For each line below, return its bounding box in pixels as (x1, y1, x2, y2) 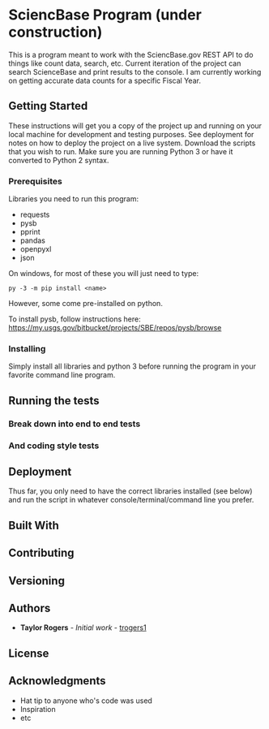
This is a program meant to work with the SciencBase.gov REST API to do (8, 50, 254, 59)
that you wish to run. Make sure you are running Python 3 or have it (8, 146, 233, 156)
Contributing (8, 546, 75, 560)
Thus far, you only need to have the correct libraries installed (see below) (8, 486, 253, 496)
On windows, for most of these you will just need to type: (8, 269, 199, 278)
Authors (8, 601, 51, 615)
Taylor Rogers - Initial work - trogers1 (19, 623, 147, 632)
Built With (8, 518, 59, 533)
